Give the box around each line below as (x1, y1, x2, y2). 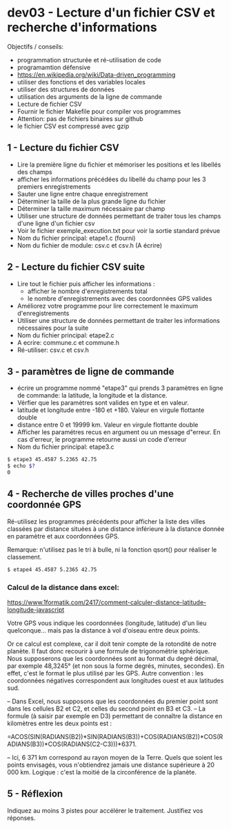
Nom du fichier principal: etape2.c (17, 330, 115, 339)
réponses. (7, 814, 36, 822)
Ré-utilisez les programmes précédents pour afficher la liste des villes (7, 517, 205, 525)
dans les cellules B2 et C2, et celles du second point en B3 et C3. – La (7, 704, 205, 713)
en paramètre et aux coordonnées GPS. (7, 532, 120, 540)
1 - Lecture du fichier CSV (7, 142, 119, 153)
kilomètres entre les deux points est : (7, 719, 112, 727)
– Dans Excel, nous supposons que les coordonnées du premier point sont (7, 697, 219, 705)
